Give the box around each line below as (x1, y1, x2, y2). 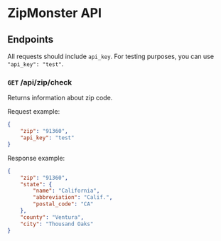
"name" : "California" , (33, 187, 100, 195)
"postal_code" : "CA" (33, 200, 94, 208)
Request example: (7, 107, 60, 116)
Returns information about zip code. (7, 94, 113, 102)
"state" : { (20, 181, 53, 188)
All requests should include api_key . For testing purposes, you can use (7, 52, 215, 60)
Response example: (7, 154, 65, 162)
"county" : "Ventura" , (20, 213, 84, 221)
